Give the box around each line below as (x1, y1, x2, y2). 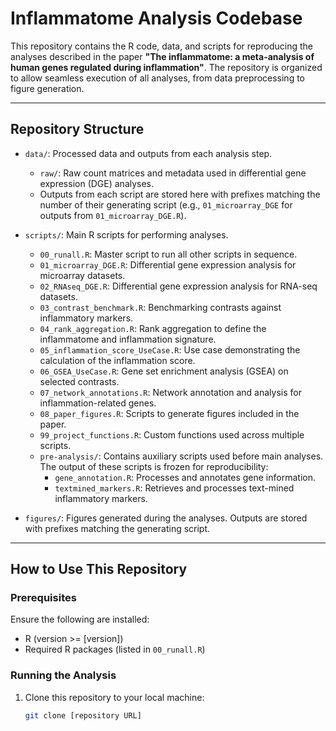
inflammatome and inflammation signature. (39, 333, 217, 345)
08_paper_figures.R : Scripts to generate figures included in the (39, 407, 300, 419)
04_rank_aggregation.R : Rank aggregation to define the (39, 322, 267, 334)
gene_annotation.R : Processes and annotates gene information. (54, 471, 316, 483)
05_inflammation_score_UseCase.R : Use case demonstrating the (39, 343, 301, 356)
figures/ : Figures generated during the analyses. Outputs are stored (24, 512, 308, 524)
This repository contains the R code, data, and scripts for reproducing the (10, 40, 313, 52)
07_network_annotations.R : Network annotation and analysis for (39, 386, 302, 398)
